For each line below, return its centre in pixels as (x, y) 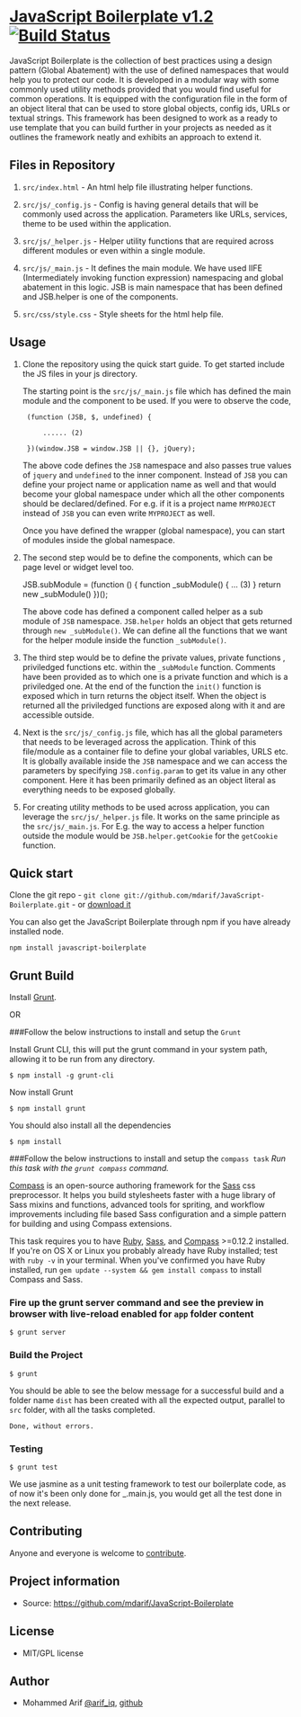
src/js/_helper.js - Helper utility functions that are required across (148, 241)
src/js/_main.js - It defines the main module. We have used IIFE (142, 268)
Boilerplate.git (40, 906)
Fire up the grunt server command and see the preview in (137, 1303)
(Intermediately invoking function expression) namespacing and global (153, 277)
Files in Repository (62, 165)
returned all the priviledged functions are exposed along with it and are (154, 705)
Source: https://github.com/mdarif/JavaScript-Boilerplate (128, 1603)
